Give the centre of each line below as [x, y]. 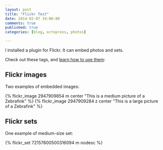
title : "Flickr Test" [27, 14]
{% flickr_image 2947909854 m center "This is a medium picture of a [75, 96]
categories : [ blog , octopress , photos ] [46, 32]
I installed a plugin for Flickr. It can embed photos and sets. [64, 50]
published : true [21, 28]
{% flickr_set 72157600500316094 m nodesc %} [54, 142]
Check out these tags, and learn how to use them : [55, 59]
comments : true [20, 23]
